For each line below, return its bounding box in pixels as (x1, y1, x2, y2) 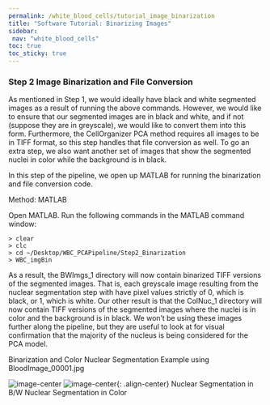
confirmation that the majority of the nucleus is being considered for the (8, 330, 249, 340)
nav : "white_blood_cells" (11, 34, 99, 43)
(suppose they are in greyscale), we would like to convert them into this (8, 121, 247, 130)
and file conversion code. (8, 179, 93, 189)
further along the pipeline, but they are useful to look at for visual (8, 322, 225, 332)
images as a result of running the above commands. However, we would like (8, 103, 262, 113)
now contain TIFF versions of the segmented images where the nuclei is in (8, 305, 256, 314)
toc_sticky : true (8, 49, 67, 58)
